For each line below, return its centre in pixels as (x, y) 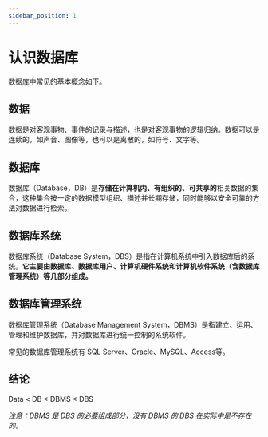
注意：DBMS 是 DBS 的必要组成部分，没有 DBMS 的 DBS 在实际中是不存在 (130, 415)
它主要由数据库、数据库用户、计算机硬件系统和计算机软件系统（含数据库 (141, 266)
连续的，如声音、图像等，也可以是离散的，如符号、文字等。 (106, 140)
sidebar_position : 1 (43, 16)
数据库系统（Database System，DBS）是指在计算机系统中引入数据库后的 (128, 256)
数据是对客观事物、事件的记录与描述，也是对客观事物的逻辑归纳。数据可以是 (134, 129)
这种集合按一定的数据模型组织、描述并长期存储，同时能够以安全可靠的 (137, 198)
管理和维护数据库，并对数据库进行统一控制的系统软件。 (99, 334)
